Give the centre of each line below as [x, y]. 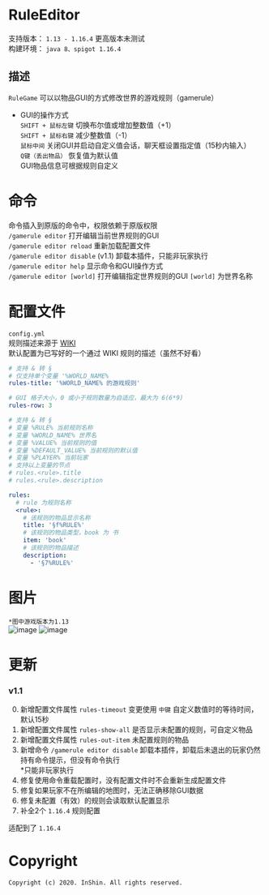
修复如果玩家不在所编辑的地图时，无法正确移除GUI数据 [112, 790]
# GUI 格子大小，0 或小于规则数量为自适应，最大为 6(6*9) [96, 398]
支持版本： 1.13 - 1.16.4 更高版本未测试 [77, 38]
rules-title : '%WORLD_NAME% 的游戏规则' [74, 383]
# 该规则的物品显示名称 [57, 518]
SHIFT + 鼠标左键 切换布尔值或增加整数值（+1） [98, 125]
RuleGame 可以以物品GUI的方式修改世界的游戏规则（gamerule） [113, 97]
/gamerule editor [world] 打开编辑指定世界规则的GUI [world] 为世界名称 [131, 276]
